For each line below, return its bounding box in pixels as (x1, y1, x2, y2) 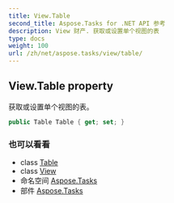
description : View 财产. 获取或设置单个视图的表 (8, 27, 159, 35)
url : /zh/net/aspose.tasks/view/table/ (8, 49, 143, 57)
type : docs (8, 34, 45, 43)
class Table (19, 157, 58, 167)
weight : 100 (8, 42, 49, 50)
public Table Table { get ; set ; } (8, 118, 125, 126)
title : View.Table (8, 11, 70, 20)
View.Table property (8, 79, 113, 93)
